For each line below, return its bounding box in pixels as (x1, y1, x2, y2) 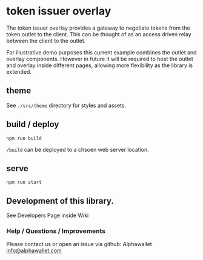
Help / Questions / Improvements (6, 227, 106, 235)
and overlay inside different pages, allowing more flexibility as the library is (6, 62, 193, 69)
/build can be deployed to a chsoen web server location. (6, 146, 150, 153)
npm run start (6, 180, 42, 186)
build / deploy (6, 119, 59, 129)
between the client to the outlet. (6, 37, 86, 44)
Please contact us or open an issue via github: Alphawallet (6, 241, 153, 248)
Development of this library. (6, 195, 114, 206)
